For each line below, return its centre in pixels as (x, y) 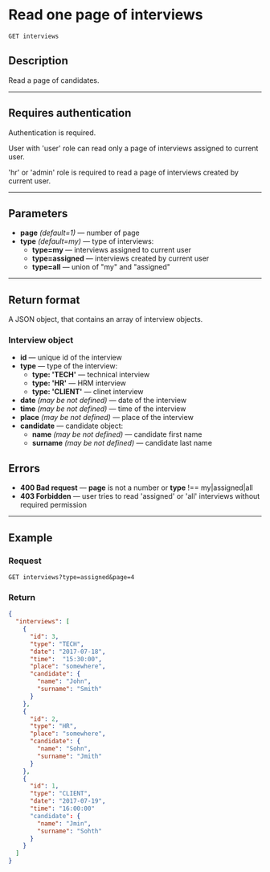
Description (38, 61)
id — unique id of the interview (71, 358)
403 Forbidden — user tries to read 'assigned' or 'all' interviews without (140, 496)
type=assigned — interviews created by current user (121, 258)
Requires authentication (70, 113)
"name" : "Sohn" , (64, 749)
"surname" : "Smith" (70, 689)
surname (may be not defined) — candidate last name (122, 443)
